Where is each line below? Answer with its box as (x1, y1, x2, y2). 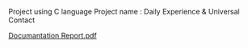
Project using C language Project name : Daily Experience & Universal (8, 7, 240, 16)
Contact (8, 15, 35, 25)
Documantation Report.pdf (8, 31, 97, 40)
